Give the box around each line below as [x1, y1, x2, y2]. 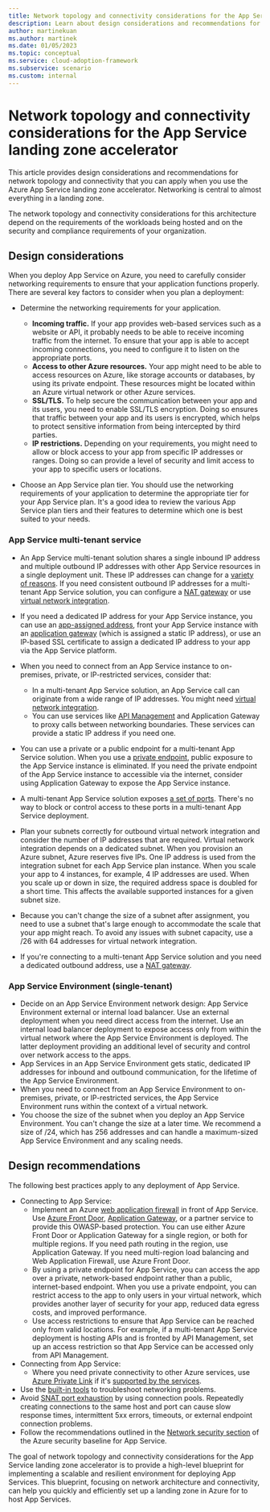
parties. [31, 430, 58, 440]
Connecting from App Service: [19, 1359, 121, 1369]
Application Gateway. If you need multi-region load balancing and [31, 1247, 249, 1257]
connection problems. [19, 1419, 93, 1428]
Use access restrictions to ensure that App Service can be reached [31, 1315, 255, 1326]
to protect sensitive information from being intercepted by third [31, 422, 241, 431]
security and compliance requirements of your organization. [8, 226, 207, 235]
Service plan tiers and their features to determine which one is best [19, 505, 243, 516]
